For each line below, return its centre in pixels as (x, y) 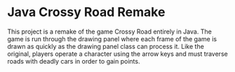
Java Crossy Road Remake (86, 12)
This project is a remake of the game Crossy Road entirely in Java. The (109, 31)
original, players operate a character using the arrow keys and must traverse (117, 54)
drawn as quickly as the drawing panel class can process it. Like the (106, 46)
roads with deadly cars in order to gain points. (74, 61)
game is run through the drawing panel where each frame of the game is (112, 38)
